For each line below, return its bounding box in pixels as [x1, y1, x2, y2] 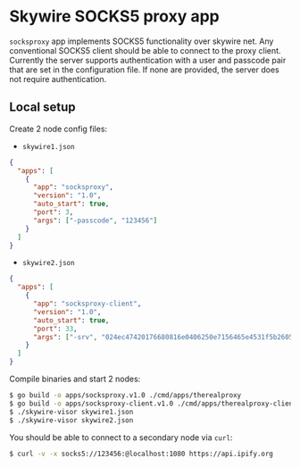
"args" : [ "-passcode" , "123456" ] [32, 216, 158, 225]
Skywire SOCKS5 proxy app [9, 6, 221, 27]
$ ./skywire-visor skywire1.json [9, 407, 134, 416]
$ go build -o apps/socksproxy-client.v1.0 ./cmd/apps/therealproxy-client [9, 399, 297, 408]
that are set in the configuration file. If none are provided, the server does [9, 64, 279, 75]
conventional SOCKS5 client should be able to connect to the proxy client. [9, 45, 281, 55]
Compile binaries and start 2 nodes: [9, 373, 141, 384]
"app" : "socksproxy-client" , [32, 299, 142, 308]
